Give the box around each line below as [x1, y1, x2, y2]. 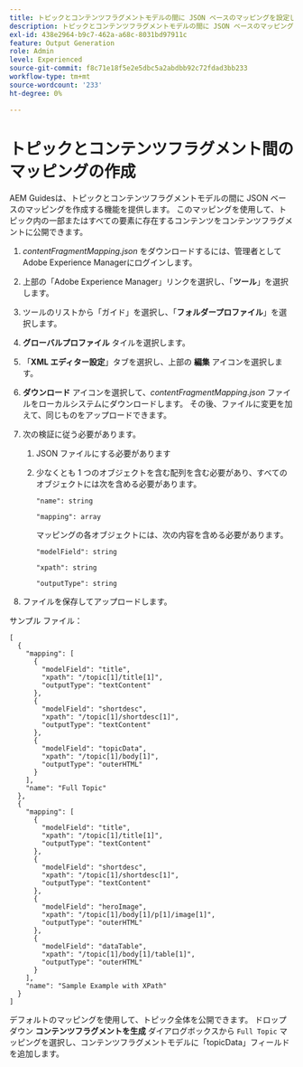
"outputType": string [35, 580, 117, 589]
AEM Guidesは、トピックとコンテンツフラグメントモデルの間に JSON [9, 193, 269, 203]
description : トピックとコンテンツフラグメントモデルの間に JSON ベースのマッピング [9, 22, 295, 31]
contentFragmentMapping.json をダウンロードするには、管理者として [22, 246, 282, 257]
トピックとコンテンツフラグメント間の [9, 138, 295, 159]
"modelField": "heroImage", [41, 902, 147, 911]
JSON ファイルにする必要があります [35, 449, 171, 459]
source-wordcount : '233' [9, 80, 103, 90]
